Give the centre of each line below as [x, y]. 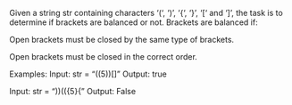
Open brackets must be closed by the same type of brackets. [122, 40]
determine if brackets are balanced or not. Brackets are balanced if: [133, 22]
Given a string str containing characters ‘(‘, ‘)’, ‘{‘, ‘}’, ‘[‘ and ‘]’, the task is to [146, 13]
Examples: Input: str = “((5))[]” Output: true [88, 74]
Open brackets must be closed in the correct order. [104, 57]
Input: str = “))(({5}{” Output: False [73, 91]
